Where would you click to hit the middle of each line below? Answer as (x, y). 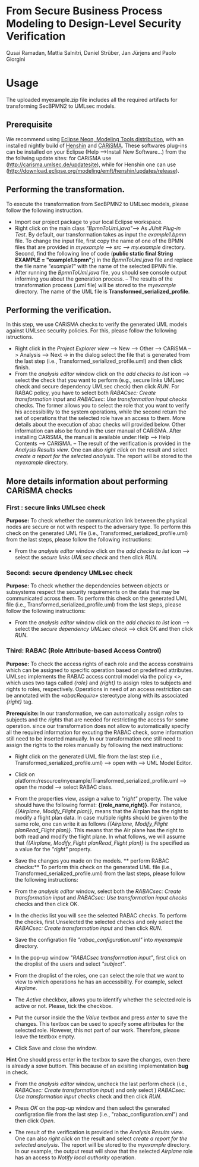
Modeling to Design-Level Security (94, 24)
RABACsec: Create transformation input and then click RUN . (89, 928)
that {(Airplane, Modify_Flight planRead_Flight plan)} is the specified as (102, 843)
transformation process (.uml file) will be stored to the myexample (95, 285)
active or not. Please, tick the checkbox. (64, 1006)
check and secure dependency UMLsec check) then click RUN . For (97, 387)
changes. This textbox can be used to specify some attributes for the (99, 1023)
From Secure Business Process (84, 11)
